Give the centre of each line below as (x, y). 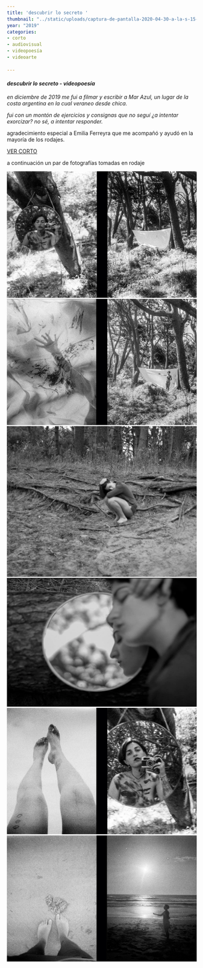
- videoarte (22, 57)
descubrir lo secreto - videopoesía (51, 84)
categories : (22, 32)
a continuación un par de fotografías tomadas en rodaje (76, 163)
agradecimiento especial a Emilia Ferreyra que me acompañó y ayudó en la (100, 133)
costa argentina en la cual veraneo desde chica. (67, 103)
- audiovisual (25, 45)
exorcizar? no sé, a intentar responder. (55, 121)
